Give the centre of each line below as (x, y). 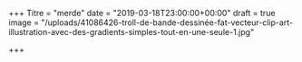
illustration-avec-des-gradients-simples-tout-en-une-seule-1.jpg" (132, 32)
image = (24, 22)
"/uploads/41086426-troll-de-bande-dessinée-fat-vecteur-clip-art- (167, 22)
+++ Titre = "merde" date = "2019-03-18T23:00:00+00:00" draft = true (142, 13)
